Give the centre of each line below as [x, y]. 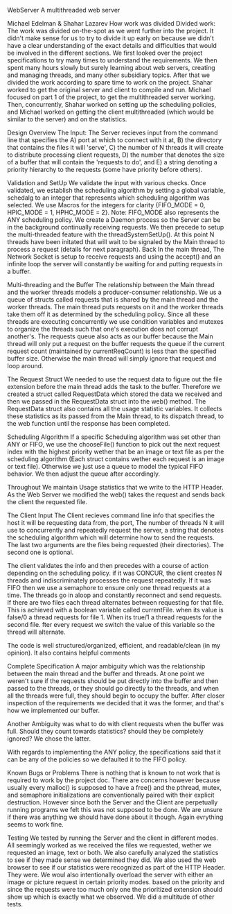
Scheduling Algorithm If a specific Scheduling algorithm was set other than [114, 437]
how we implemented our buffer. [54, 710]
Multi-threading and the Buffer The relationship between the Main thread [111, 285]
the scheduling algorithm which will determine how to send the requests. [111, 537]
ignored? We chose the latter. [49, 739]
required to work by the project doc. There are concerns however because [114, 780]
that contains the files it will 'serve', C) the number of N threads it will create [115, 147]
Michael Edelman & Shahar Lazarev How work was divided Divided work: [111, 23]
